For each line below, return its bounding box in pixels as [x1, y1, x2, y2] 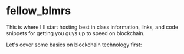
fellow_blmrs [6, 4, 71, 18]
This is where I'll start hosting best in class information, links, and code [6, 23, 179, 31]
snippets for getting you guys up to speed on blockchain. [6, 29, 145, 36]
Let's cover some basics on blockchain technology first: [6, 41, 142, 48]
